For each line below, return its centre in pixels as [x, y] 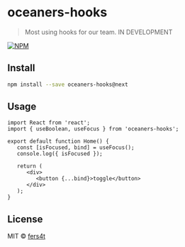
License [25, 219]
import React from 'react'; [49, 123]
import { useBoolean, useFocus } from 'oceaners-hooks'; [93, 129]
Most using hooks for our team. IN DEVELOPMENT [99, 32]
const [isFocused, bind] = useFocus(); [75, 148]
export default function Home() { [58, 142]
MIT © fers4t [27, 236]
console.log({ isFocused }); [60, 154]
